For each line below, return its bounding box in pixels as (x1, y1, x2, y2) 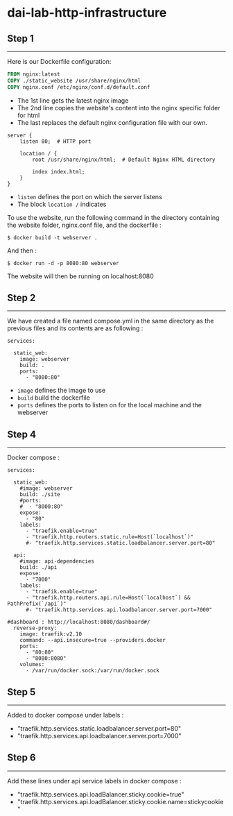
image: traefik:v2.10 (19, 631, 82, 638)
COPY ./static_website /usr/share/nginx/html (7, 77, 141, 84)
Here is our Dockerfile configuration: (7, 58, 112, 65)
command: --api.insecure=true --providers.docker (19, 637, 166, 644)
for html (17, 111, 40, 119)
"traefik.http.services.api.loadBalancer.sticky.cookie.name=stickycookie (17, 797, 224, 806)
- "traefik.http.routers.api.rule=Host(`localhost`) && (25, 595, 191, 602)
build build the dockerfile (17, 393, 90, 402)
